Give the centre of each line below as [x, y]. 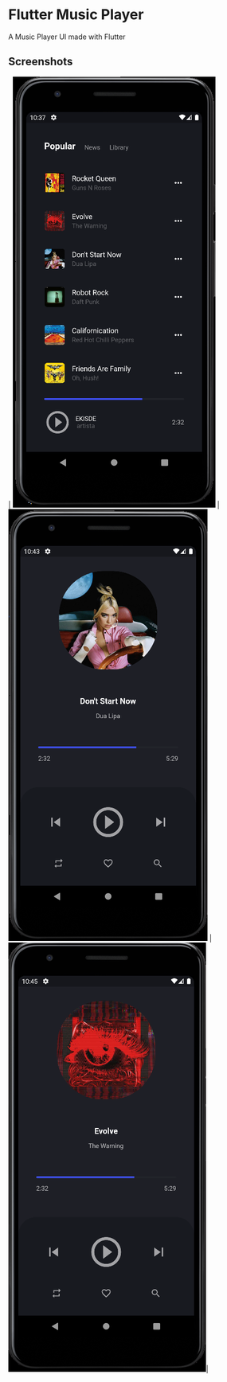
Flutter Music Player [76, 15]
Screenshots [41, 62]
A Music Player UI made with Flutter [67, 37]
